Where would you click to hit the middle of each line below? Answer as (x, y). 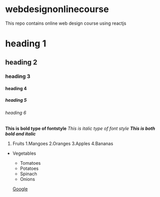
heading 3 (18, 77)
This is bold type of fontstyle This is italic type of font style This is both (80, 128)
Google (20, 189)
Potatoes (29, 168)
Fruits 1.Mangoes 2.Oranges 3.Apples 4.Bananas (63, 143)
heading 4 (16, 89)
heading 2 (21, 62)
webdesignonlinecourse (57, 9)
